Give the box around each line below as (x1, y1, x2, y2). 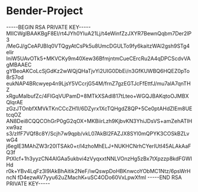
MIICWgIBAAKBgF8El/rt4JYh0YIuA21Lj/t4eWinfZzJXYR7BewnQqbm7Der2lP (6, 29, 192, 37)
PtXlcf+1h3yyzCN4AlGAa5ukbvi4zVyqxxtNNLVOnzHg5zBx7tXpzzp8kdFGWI (6, 155, 192, 162)
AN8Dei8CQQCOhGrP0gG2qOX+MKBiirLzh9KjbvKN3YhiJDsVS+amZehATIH (6, 117, 193, 124)
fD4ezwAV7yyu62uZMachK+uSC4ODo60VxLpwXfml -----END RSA (17, 174, 182, 181)
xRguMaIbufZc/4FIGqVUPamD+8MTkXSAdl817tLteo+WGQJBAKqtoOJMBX (6, 92, 189, 100)
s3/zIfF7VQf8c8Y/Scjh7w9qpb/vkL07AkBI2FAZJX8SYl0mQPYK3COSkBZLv (6, 130, 190, 137)
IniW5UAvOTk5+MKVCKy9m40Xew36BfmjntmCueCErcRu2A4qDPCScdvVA (6, 55, 191, 62)
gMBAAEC (6, 61, 32, 68)
